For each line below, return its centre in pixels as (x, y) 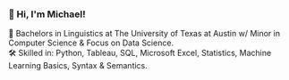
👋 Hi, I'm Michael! (47, 14)
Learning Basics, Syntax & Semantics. (78, 66)
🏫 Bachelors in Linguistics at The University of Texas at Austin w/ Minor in (144, 34)
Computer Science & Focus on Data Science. (91, 43)
